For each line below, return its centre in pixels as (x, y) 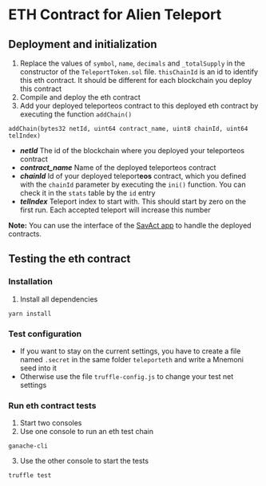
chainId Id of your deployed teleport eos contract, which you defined (133, 176)
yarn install (30, 314)
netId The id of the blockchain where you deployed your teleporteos (132, 150)
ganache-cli (28, 446)
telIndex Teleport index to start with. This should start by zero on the (133, 202)
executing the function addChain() (76, 114)
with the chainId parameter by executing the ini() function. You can (133, 184)
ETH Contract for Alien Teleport (115, 15)
